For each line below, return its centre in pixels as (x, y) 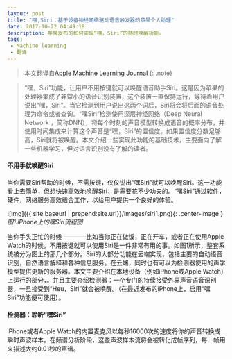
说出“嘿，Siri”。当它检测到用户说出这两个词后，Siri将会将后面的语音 (121, 105)
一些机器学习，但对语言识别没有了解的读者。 (88, 148)
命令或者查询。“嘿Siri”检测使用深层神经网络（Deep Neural (119, 114)
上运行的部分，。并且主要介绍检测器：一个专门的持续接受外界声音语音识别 (112, 280)
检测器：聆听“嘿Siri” (37, 315)
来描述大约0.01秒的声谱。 (43, 349)
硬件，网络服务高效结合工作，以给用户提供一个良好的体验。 (92, 200)
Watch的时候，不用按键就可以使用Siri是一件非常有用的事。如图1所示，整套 (113, 245)
